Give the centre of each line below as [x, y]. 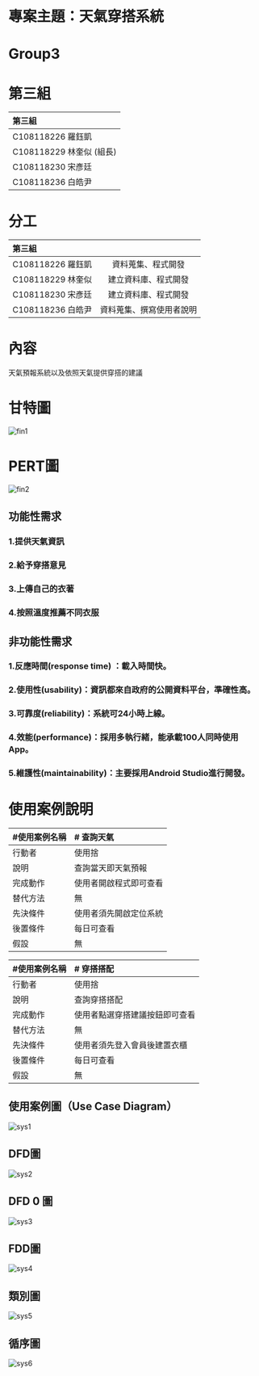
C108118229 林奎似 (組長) [65, 152]
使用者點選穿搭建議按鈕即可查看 [135, 1015]
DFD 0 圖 [31, 1201]
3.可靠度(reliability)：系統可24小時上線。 [89, 714]
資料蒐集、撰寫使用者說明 [148, 310]
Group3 [34, 54]
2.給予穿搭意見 [37, 565]
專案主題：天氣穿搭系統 [86, 17]
